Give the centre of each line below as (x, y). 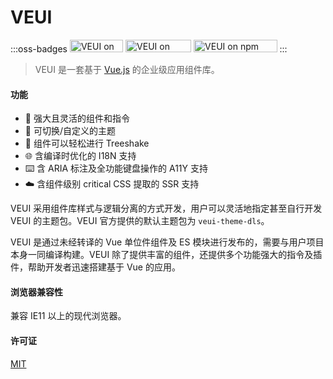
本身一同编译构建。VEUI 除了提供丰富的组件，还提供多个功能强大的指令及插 (166, 255)
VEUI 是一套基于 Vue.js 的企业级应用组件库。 (127, 69)
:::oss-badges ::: (149, 48)
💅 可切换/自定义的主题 (70, 131)
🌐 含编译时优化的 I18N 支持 (80, 156)
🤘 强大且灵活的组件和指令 (77, 118)
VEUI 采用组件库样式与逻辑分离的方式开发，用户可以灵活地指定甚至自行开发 (166, 208)
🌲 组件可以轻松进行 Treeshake (87, 143)
